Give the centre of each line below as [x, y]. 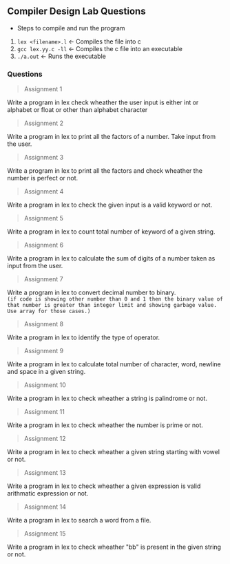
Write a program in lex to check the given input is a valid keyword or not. [110, 205]
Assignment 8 [44, 324]
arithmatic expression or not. [48, 493]
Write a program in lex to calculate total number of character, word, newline [114, 364]
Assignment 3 [44, 158]
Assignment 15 [45, 534]
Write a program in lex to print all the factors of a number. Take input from [112, 137]
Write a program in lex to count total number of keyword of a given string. [111, 232]
